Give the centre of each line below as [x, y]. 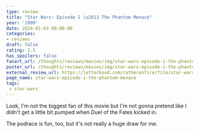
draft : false [22, 45]
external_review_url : [33, 72]
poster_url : [21, 67]
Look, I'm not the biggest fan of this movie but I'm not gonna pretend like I [96, 106]
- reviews [18, 39]
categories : [21, 34]
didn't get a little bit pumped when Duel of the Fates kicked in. [82, 112]
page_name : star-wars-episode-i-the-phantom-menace [71, 78]
